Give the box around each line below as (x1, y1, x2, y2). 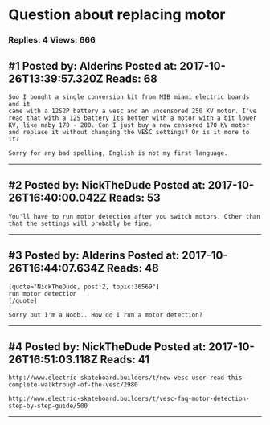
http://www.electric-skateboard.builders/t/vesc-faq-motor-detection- (8, 395, 250, 403)
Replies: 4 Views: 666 (8, 35, 96, 46)
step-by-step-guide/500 (8, 402, 88, 411)
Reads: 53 (108, 191, 161, 205)
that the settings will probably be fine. (8, 219, 153, 227)
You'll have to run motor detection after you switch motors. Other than (8, 212, 261, 220)
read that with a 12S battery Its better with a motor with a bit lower (8, 114, 257, 122)
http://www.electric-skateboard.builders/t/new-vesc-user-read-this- (8, 374, 247, 382)
